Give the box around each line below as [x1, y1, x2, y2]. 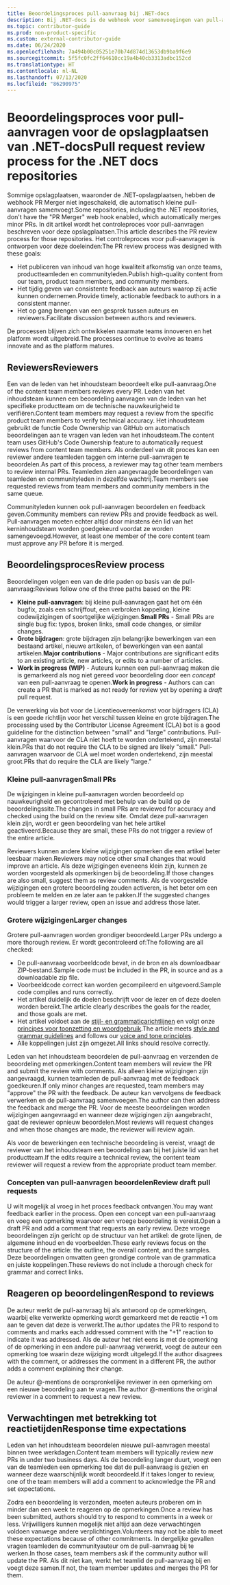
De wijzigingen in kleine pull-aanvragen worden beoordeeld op [7, 790, 185, 798]
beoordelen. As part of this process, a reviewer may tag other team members [7, 460, 223, 468]
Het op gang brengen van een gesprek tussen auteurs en [16, 306, 179, 315]
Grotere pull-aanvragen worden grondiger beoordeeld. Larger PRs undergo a [7, 931, 222, 939]
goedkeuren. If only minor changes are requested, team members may [7, 1081, 205, 1090]
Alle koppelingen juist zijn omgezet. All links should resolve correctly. [16, 1039, 210, 1048]
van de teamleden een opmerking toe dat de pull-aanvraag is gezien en [7, 1463, 209, 1471]
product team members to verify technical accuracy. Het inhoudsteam [7, 416, 205, 425]
